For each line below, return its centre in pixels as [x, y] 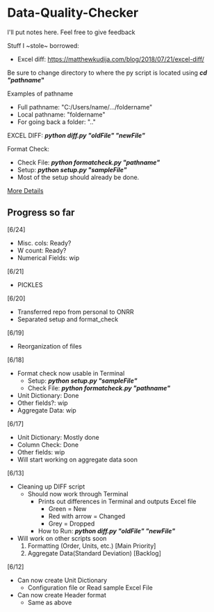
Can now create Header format [61, 595]
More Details [25, 190]
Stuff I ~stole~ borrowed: [43, 45]
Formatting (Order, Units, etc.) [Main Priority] [92, 546]
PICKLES [30, 284]
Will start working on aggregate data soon [77, 459]
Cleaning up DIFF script [51, 487]
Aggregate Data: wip [47, 410]
